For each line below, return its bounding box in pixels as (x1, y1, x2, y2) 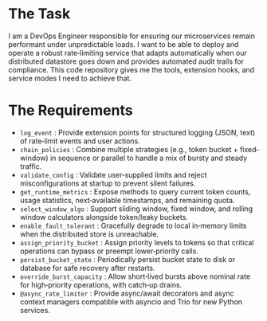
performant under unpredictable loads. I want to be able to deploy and (8, 39, 239, 49)
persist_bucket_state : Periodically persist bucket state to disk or (19, 254, 236, 264)
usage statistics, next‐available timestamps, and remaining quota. (19, 195, 235, 205)
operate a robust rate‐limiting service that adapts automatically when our (8, 48, 247, 57)
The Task (8, 5, 71, 23)
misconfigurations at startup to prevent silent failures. (19, 178, 196, 188)
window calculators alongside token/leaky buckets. (19, 212, 189, 221)
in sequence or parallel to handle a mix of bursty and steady (50, 153, 248, 162)
